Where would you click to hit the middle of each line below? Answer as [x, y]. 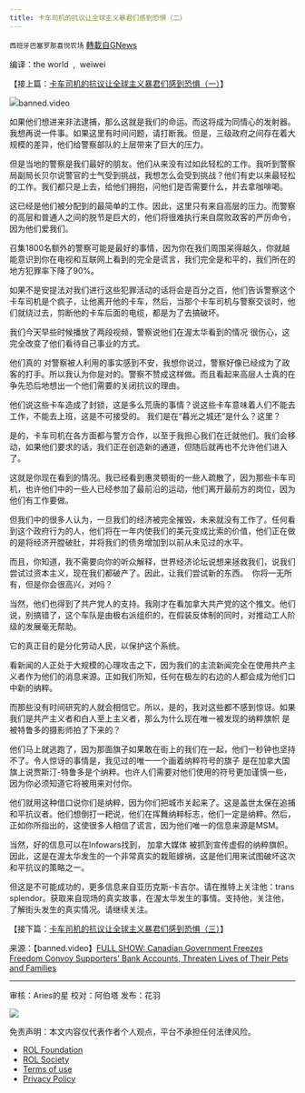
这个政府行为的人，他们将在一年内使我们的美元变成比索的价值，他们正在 [152, 531]
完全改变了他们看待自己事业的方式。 [77, 343]
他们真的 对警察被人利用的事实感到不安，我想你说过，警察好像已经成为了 [146, 362]
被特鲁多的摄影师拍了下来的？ [65, 729]
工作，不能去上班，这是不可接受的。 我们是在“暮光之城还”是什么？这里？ [145, 416]
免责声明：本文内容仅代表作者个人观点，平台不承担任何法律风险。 [133, 1031]
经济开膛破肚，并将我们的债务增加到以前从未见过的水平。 [140, 542]
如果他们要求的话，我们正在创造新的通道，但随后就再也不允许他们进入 [156, 446]
